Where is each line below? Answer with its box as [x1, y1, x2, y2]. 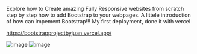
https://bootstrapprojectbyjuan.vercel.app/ [6, 29, 112, 37]
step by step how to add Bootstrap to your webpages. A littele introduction [6, 11, 191, 19]
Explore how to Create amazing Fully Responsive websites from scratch [6, 5, 184, 12]
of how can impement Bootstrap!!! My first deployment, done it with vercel [6, 18, 191, 25]
